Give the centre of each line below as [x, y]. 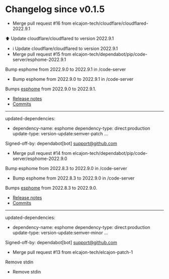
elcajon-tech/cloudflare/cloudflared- [110, 23]
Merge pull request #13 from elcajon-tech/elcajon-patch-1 [73, 252]
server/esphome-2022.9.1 [39, 60]
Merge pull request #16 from [42, 23]
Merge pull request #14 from [42, 153]
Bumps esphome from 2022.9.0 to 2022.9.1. [51, 89]
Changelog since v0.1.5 [55, 9]
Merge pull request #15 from [42, 54]
